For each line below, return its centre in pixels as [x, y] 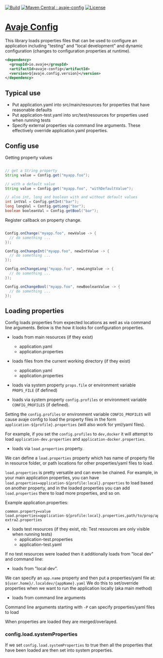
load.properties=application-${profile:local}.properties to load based [79, 483]
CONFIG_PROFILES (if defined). [41, 405]
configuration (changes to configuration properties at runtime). [68, 51]
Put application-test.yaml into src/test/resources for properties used [80, 115]
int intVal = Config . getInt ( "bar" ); [42, 202]
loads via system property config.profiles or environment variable [79, 400]
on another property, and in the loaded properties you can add [67, 488]
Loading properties [34, 311]
